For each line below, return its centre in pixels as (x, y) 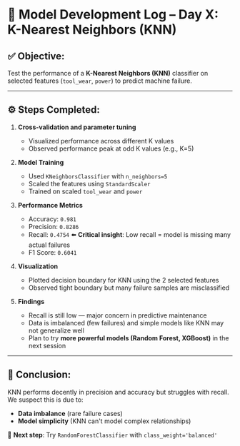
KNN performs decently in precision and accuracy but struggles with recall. (119, 392)
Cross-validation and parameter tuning (77, 127)
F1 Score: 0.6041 (52, 252)
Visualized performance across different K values (101, 141)
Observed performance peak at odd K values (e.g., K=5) (111, 148)
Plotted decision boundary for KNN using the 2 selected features (124, 280)
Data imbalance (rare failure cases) (70, 413)
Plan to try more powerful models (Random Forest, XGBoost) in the (129, 338)
